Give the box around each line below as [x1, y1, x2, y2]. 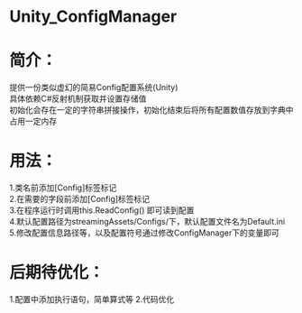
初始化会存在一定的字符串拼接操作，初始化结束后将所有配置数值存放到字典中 [9, 105, 294, 115]
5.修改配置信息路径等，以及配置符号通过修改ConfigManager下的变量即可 [9, 227, 279, 238]
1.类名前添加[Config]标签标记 [9, 182, 117, 193]
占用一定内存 [9, 115, 57, 127]
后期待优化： [9, 262, 105, 283]
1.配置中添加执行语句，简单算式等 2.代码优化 [9, 294, 175, 304]
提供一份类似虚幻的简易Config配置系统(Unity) [9, 82, 178, 93]
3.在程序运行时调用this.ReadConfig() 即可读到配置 [9, 205, 195, 216]
